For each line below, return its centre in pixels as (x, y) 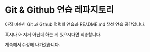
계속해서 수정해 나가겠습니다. (32, 44)
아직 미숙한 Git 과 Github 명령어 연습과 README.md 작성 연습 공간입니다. (75, 24)
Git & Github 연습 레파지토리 (59, 10)
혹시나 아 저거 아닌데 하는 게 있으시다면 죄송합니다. (53, 34)
